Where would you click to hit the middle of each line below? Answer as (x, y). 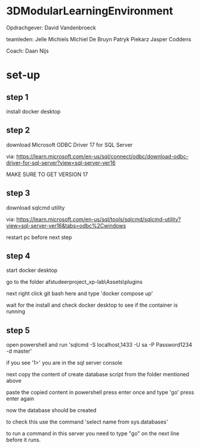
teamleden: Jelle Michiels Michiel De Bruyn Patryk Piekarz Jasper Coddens (99, 39)
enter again (20, 399)
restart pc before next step (39, 237)
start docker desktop (32, 270)
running (16, 311)
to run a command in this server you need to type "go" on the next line (93, 434)
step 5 (18, 330)
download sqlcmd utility (36, 207)
